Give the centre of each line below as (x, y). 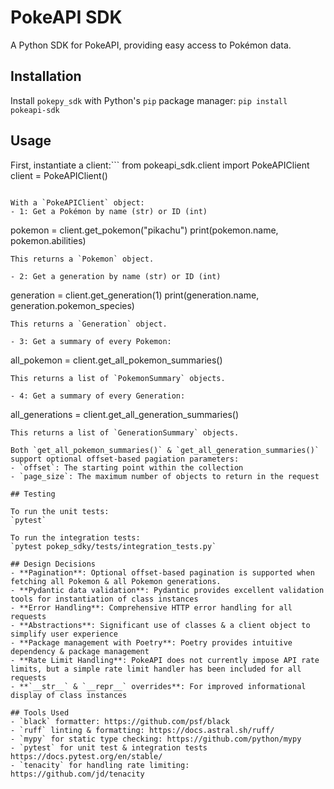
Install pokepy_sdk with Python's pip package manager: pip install (149, 100)
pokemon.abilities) (48, 240)
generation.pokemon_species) (72, 305)
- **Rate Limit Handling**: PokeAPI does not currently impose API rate (165, 660)
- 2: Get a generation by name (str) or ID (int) (116, 276)
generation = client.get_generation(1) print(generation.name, (135, 295)
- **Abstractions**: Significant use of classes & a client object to (160, 625)
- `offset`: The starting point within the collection (127, 467)
